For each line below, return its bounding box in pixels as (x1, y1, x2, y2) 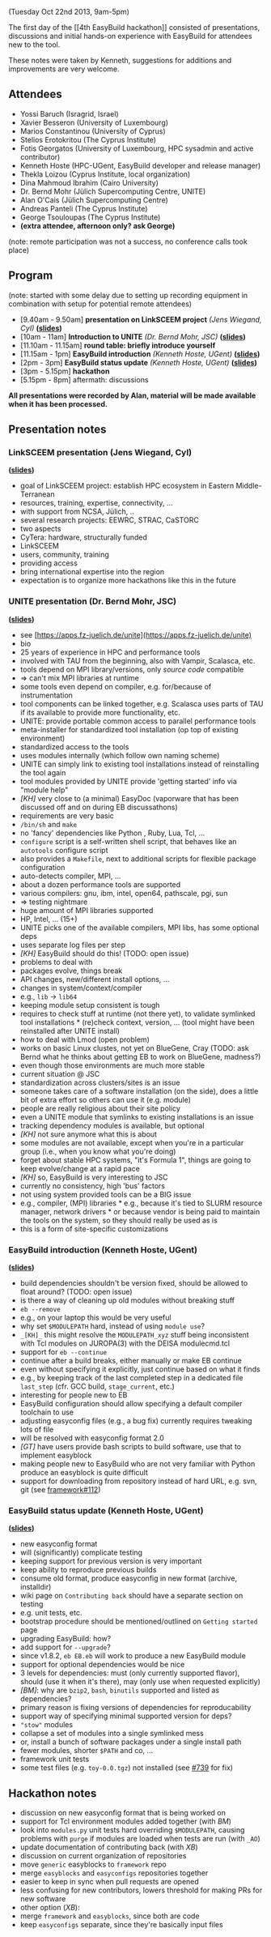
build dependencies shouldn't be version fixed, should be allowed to (19, 1278, 248, 1287)
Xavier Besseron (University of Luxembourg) (19, 117, 168, 127)
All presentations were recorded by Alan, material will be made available (8, 390, 256, 400)
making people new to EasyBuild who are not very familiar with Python (19, 1458, 256, 1469)
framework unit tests (19, 1754, 90, 1764)
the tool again (19, 767, 66, 777)
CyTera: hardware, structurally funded (19, 532, 148, 542)
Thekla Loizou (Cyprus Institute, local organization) (19, 169, 191, 179)
